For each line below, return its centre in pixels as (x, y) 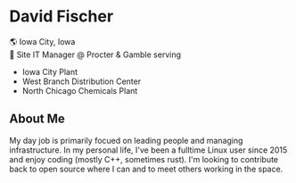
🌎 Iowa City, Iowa (42, 41)
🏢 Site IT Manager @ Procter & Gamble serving (95, 54)
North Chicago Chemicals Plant (80, 90)
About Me (37, 119)
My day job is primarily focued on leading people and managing (126, 140)
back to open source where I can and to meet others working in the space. (146, 169)
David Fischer (62, 17)
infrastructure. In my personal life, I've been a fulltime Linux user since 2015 (148, 150)
